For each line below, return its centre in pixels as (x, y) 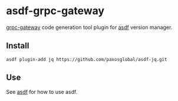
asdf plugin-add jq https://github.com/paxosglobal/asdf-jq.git (87, 59)
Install (18, 46)
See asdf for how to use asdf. (42, 92)
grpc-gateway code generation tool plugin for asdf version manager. (89, 27)
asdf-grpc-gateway (55, 11)
